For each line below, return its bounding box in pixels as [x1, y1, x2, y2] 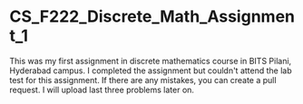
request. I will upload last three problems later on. [9, 84, 195, 95]
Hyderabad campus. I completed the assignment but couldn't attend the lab [9, 65, 292, 76]
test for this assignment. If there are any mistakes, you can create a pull [9, 74, 277, 85]
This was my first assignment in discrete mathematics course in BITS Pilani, [9, 55, 292, 66]
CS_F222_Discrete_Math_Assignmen [9, 6, 295, 27]
